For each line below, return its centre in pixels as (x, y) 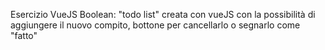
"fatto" (24, 35)
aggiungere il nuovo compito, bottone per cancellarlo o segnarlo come (155, 25)
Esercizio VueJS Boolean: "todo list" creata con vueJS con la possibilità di (163, 14)
